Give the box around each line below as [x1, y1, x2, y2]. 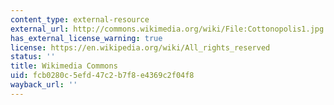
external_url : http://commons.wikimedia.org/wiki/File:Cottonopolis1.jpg [10, 24, 325, 34]
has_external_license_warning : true [10, 33, 163, 43]
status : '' [10, 52, 56, 62]
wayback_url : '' [10, 80, 78, 90]
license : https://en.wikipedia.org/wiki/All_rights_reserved [10, 42, 271, 53]
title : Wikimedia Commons [10, 61, 118, 71]
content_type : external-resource [10, 14, 150, 25]
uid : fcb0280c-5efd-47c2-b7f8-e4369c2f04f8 [10, 71, 195, 81]
